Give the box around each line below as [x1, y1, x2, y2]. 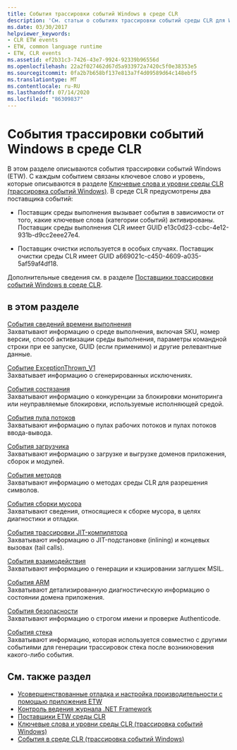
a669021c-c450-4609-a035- [116, 251, 202, 260]
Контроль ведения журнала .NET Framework [17, 704, 152, 713]
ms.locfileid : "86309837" [7, 96, 83, 103]
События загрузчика [7, 442, 69, 451]
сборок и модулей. [7, 457, 65, 465]
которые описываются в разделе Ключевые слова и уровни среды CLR [7, 179, 224, 188]
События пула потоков [7, 413, 75, 422]
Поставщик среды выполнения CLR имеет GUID [17, 223, 163, 232]
